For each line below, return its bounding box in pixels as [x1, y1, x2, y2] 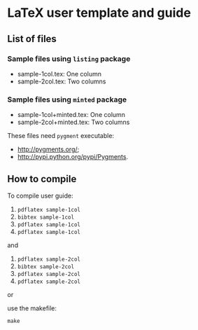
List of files [7, 33, 57, 45]
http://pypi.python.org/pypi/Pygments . [17, 153, 128, 161]
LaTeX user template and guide [7, 5, 191, 21]
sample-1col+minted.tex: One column [17, 111, 126, 119]
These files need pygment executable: [7, 132, 114, 140]
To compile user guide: [7, 191, 73, 200]
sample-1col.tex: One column [17, 69, 101, 78]
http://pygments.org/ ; [17, 145, 80, 153]
